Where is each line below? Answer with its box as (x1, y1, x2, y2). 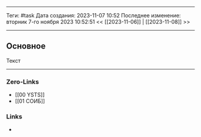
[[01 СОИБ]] (14, 98, 45, 105)
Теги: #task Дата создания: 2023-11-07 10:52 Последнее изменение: (6, 12, 181, 19)
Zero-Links (6, 77, 39, 86)
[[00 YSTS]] (14, 91, 45, 99)
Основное (6, 41, 46, 51)
